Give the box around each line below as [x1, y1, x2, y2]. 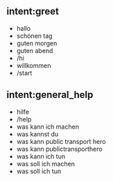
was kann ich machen [16, 122, 79, 131]
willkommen [16, 61, 51, 69]
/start [16, 68, 33, 77]
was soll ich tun [16, 167, 62, 175]
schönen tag [16, 31, 53, 40]
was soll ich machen [16, 159, 76, 168]
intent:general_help [6, 89, 94, 101]
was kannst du [16, 129, 59, 138]
